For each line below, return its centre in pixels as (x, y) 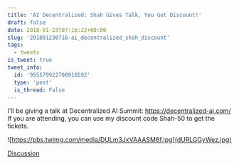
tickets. (18, 126)
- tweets (27, 53)
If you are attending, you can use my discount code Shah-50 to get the (111, 119)
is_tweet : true (30, 60)
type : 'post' (33, 82)
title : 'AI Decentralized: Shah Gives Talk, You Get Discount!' (105, 15)
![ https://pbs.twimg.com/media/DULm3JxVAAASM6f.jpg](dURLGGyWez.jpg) (119, 140)
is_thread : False (39, 90)
